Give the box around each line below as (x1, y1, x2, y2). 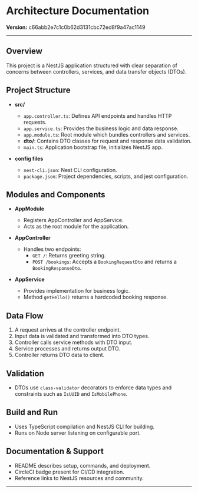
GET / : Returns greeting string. (32, 252, 106, 259)
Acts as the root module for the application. (23, 223, 129, 230)
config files (14, 155, 44, 162)
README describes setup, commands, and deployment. (14, 462, 151, 469)
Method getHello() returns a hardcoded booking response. (23, 293, 168, 301)
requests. (23, 118, 47, 125)
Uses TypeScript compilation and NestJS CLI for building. (14, 423, 155, 430)
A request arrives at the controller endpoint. (14, 326, 121, 333)
